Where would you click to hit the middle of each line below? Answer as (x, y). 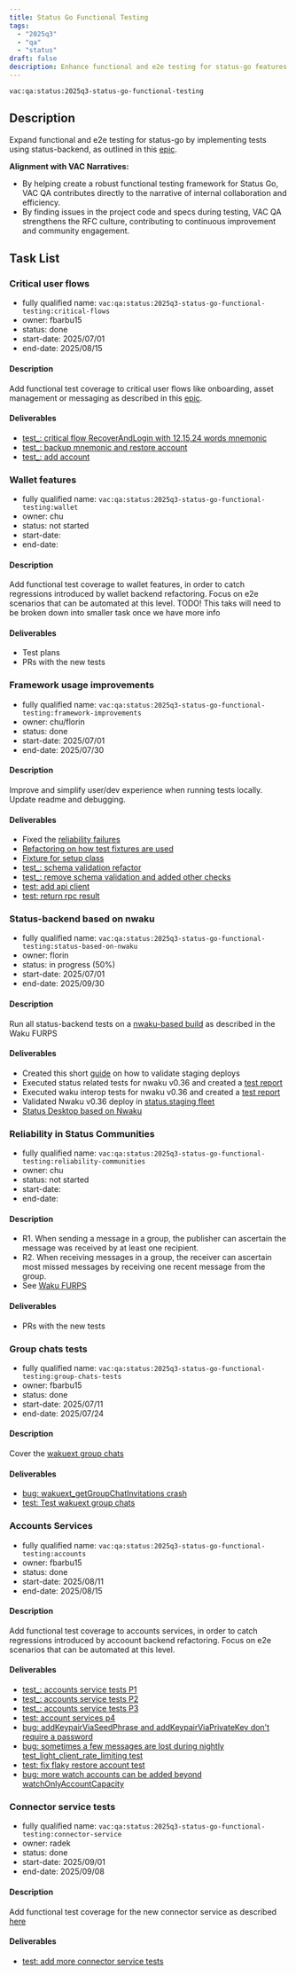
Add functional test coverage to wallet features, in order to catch (127, 584)
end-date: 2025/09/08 (63, 1871)
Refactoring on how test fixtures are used (98, 849)
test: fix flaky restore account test (83, 1765)
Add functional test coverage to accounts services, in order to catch (134, 1630)
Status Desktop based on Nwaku (82, 1110)
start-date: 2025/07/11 (62, 1404)
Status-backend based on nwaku (82, 919)
